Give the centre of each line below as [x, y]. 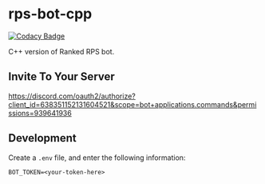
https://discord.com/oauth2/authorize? [72, 96]
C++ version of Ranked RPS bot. [61, 51]
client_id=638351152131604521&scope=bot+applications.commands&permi [132, 104]
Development [43, 138]
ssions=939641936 [40, 113]
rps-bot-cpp [50, 14]
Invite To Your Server [62, 77]
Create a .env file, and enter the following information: [97, 158]
